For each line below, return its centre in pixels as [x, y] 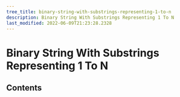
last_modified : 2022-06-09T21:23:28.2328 [59, 23]
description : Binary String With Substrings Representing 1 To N [90, 17]
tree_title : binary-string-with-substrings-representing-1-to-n [89, 12]
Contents [24, 88]
